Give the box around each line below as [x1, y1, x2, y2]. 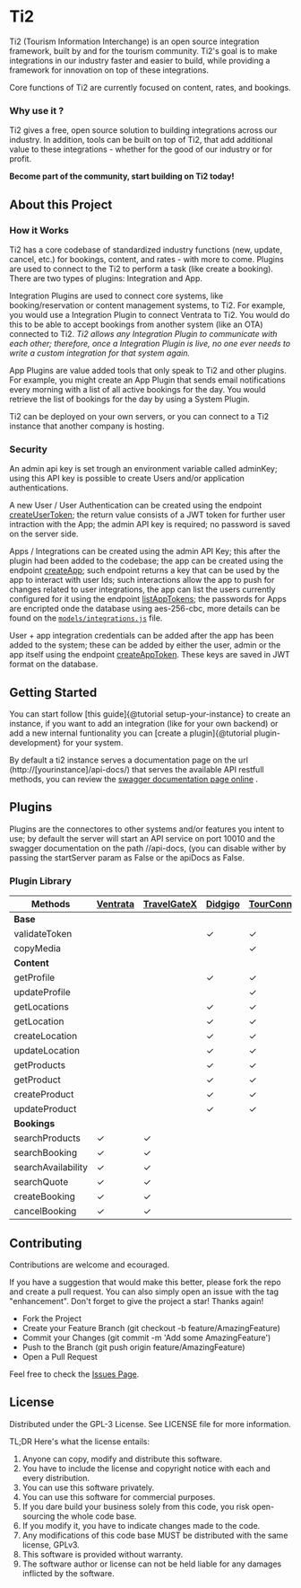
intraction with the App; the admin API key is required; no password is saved [9, 519, 291, 530]
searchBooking [13, 1147, 78, 1160]
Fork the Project [21, 1313, 82, 1324]
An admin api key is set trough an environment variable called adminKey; [9, 463, 278, 474]
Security [9, 443, 47, 455]
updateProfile [13, 986, 72, 999]
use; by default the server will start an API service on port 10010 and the [9, 833, 276, 843]
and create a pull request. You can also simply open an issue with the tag [9, 1286, 279, 1297]
